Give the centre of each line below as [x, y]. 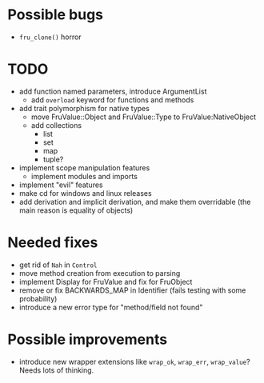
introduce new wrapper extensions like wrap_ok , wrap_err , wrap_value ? [134, 361]
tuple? [53, 159]
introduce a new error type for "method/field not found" [111, 307]
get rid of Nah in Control [58, 265]
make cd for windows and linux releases [86, 193]
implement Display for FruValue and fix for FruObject [106, 281]
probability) [38, 298]
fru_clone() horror [50, 37]
